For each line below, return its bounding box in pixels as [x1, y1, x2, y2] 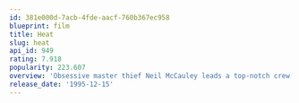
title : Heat [9, 30, 54, 39]
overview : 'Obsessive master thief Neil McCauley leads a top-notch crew [9, 72, 291, 81]
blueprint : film [9, 21, 70, 30]
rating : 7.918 [9, 55, 63, 64]
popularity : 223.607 [9, 64, 87, 73]
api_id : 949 [9, 47, 54, 56]
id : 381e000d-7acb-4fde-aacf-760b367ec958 [9, 13, 170, 22]
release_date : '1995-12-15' [9, 80, 115, 89]
